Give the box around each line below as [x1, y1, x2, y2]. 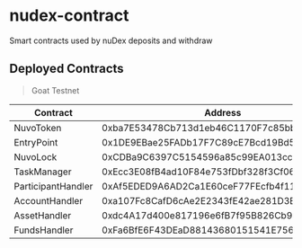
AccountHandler [13, 194, 84, 207]
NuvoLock [13, 150, 58, 163]
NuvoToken [13, 121, 62, 134]
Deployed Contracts [9, 61, 124, 76]
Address [204, 106, 242, 119]
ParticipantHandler [13, 180, 93, 192]
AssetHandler [13, 208, 72, 221]
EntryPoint [13, 136, 58, 148]
